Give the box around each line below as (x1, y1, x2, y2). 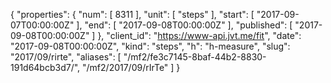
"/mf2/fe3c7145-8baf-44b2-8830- (123, 51, 267, 63)
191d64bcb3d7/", (10, 62, 81, 73)
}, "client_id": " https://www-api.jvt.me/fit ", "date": (97, 30, 302, 41)
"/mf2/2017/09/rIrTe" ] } (82, 62, 181, 73)
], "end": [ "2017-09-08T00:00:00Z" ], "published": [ (76, 19, 293, 31)
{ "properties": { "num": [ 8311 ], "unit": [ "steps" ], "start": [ (10, 9, 255, 20)
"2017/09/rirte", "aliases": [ (10, 51, 122, 63)
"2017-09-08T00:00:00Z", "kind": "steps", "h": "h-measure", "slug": (10, 40, 291, 52)
